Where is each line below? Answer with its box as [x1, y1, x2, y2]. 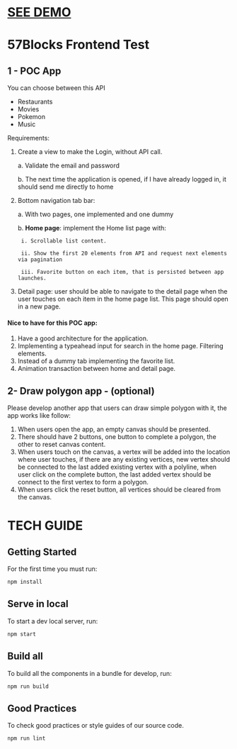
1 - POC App [7, 65, 62, 77]
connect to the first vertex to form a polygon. [17, 478, 149, 487]
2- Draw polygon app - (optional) [7, 384, 155, 397]
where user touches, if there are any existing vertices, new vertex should [17, 455, 230, 464]
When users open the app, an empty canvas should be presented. [17, 425, 211, 433]
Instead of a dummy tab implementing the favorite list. [17, 357, 175, 365]
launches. [17, 274, 47, 282]
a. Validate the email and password [17, 161, 120, 170]
